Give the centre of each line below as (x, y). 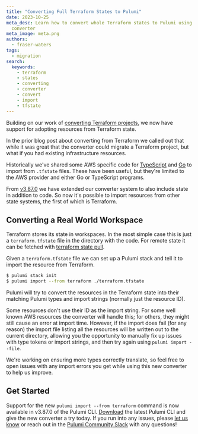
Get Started (28, 391)
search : (16, 61)
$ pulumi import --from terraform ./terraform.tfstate (75, 281)
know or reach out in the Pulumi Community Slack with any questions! (92, 424)
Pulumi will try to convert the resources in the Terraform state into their (93, 293)
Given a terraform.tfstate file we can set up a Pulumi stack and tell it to (95, 259)
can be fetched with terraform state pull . (55, 247)
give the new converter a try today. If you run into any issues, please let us (97, 418)
